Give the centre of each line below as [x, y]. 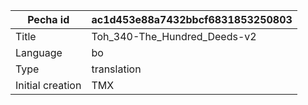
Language [39, 52]
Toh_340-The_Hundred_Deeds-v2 [174, 36]
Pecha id [48, 19]
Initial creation [48, 85]
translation [116, 69]
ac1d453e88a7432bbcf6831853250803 [192, 19]
